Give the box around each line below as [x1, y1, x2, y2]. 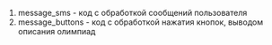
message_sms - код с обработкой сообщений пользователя [17, 8, 248, 18]
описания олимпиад [17, 26, 96, 36]
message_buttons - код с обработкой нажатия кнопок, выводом [17, 17, 263, 27]
